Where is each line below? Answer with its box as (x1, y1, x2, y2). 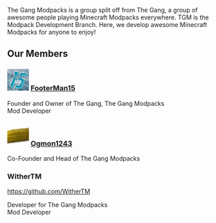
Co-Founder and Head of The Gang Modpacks (7, 154, 141, 162)
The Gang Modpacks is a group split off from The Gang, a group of (7, 6, 198, 14)
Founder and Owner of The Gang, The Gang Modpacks (7, 99, 165, 107)
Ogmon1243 (30, 139, 73, 148)
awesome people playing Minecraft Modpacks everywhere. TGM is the (7, 13, 209, 21)
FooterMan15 (30, 83, 76, 93)
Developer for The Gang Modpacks (7, 201, 108, 209)
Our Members (7, 48, 69, 60)
